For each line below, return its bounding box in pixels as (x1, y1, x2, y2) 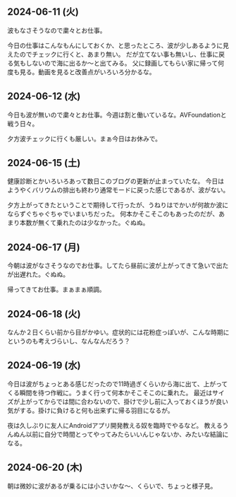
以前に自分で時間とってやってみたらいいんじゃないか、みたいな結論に (25, 430, 229, 438)
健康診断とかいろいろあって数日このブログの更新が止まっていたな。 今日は (7, 177, 224, 185)
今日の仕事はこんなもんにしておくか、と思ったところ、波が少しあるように (7, 41, 223, 49)
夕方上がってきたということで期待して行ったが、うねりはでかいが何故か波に (7, 201, 229, 209)
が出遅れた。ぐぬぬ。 (7, 270, 69, 279)
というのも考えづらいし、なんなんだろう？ (7, 337, 130, 346)
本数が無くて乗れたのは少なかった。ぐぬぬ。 (19, 218, 149, 227)
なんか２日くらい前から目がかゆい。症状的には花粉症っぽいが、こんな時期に (7, 328, 230, 337)
